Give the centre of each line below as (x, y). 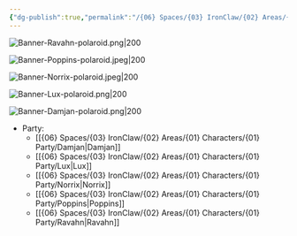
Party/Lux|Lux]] (64, 165)
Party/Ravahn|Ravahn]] (77, 222)
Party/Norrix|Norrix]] (73, 184)
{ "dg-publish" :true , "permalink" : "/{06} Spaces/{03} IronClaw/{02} (134, 17)
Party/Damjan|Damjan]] (78, 147)
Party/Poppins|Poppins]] (80, 203)
